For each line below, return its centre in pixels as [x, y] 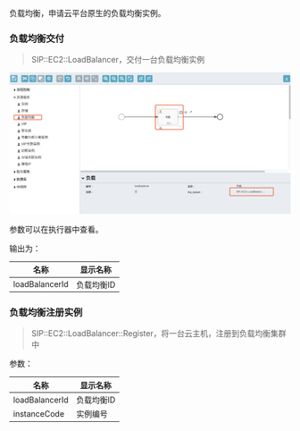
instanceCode [39, 413]
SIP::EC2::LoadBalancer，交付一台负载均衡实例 [118, 60]
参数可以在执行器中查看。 [56, 229]
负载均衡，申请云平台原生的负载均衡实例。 [87, 13]
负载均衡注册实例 [46, 312]
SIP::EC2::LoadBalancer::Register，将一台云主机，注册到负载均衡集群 [158, 334]
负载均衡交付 [37, 38]
